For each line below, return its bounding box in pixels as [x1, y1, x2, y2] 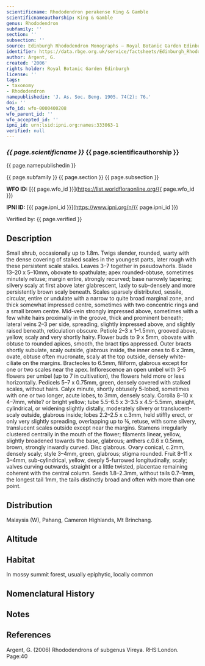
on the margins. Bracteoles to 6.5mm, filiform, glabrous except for [22, 360, 188, 367]
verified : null [6, 128, 45, 134]
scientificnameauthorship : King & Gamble [6, 15, 113, 21]
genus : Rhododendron [6, 20, 59, 26]
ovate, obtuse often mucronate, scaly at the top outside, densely [6, 353, 169, 360]
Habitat [6, 554, 35, 565]
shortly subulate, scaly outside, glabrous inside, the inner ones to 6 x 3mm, [6, 347, 195, 354]
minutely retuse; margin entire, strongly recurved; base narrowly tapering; [6, 275, 192, 283]
